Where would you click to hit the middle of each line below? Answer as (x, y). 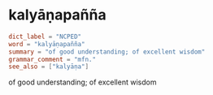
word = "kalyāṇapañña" (47, 44)
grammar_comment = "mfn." (52, 59)
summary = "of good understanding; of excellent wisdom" (107, 52)
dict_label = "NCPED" (45, 37)
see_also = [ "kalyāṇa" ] (49, 67)
